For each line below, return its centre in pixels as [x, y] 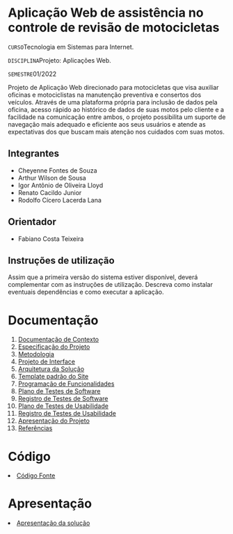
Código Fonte [36, 476]
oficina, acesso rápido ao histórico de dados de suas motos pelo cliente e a [116, 109]
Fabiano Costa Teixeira [51, 239]
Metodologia [36, 354]
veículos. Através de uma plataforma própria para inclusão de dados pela [113, 102]
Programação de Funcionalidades [66, 384]
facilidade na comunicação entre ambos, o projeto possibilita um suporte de [117, 117]
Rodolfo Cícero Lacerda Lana [59, 200]
